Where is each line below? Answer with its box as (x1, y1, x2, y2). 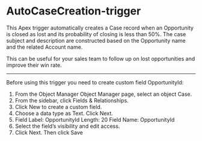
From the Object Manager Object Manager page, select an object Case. (14, 90, 192, 98)
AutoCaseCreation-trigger (6, 4, 141, 18)
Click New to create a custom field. (14, 103, 102, 110)
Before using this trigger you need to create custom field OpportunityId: (6, 78, 184, 86)
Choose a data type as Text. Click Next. (14, 110, 113, 117)
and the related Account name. (6, 43, 83, 51)
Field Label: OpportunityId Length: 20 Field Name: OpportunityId (14, 116, 175, 123)
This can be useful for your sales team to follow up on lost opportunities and (6, 55, 195, 62)
